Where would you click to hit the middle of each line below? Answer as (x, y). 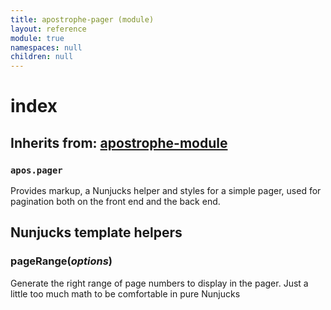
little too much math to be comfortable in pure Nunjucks (125, 293)
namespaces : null (46, 47)
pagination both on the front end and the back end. (115, 201)
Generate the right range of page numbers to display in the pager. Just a (159, 283)
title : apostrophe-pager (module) (82, 19)
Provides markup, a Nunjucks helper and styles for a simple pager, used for (166, 190)
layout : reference (48, 29)
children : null (42, 57)
